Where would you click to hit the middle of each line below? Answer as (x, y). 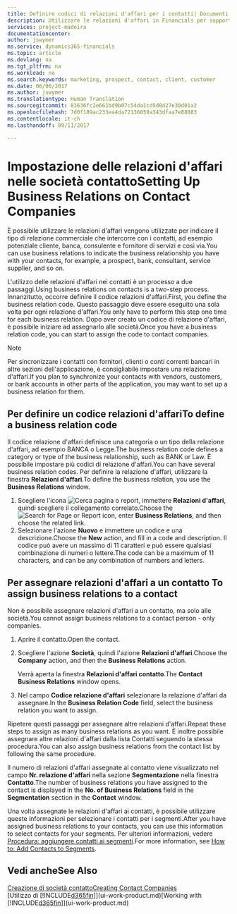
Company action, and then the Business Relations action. (102, 661)
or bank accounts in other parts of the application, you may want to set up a (117, 384)
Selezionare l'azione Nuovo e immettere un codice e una (100, 530)
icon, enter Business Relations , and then (162, 516)
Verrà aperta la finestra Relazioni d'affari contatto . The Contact (110, 674)
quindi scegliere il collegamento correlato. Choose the (95, 508)
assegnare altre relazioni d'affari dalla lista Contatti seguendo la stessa (110, 739)
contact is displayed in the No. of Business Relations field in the (101, 790)
